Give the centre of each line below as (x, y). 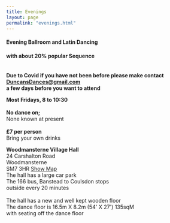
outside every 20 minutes (38, 188)
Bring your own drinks (34, 138)
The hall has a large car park (41, 175)
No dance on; (23, 113)
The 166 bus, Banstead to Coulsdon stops (58, 182)
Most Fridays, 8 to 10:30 (37, 100)
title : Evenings (26, 12)
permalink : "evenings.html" (41, 23)
